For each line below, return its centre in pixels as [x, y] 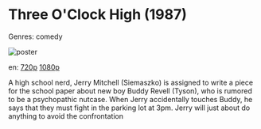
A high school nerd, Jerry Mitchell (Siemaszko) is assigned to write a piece [130, 82]
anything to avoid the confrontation [66, 116]
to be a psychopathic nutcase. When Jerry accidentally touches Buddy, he [130, 99]
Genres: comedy [35, 36]
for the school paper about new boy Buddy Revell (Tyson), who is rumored [130, 91]
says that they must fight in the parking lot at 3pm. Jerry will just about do [129, 108]
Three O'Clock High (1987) [97, 15]
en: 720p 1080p [34, 67]
